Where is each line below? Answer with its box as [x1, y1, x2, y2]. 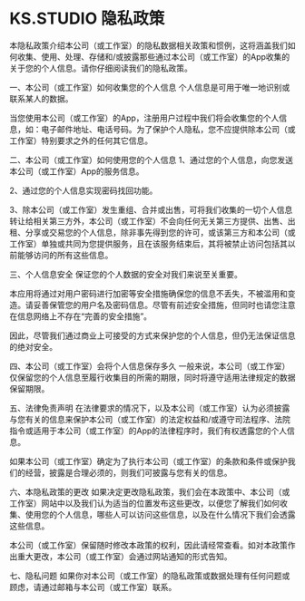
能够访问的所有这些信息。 [16, 249, 113, 260]
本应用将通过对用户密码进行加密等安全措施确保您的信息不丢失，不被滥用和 [9, 287, 288, 299]
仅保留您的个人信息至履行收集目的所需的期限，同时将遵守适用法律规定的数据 [9, 372, 296, 383]
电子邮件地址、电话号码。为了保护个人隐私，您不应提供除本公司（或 [40, 123, 296, 134]
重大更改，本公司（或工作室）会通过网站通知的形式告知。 [16, 550, 232, 562]
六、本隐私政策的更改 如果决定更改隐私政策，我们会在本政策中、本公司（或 [9, 486, 290, 497]
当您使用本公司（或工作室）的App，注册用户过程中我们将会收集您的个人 [9, 112, 280, 123]
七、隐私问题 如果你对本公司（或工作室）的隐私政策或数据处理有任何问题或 [9, 570, 290, 581]
